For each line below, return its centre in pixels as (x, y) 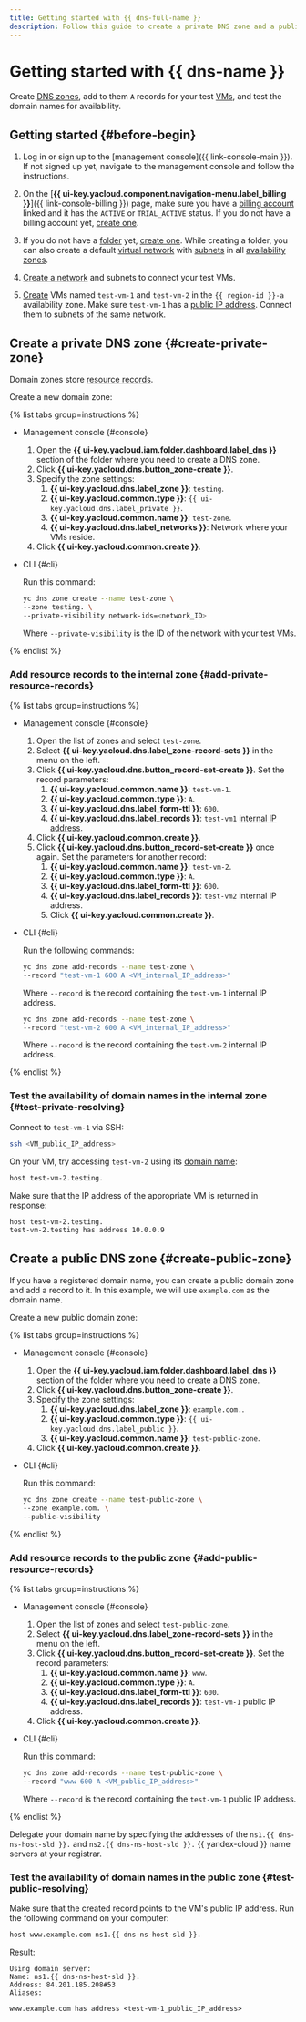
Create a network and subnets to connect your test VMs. (129, 278)
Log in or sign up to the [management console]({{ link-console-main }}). (158, 157)
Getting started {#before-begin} (103, 134)
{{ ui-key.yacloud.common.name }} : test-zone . (141, 518)
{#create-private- (216, 343)
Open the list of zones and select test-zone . (119, 740)
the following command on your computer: (89, 1918)
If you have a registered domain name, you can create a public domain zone (152, 1281)
